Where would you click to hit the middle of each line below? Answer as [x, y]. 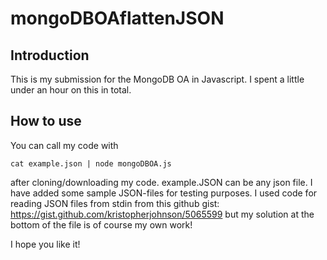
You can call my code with [64, 145]
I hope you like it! [45, 244]
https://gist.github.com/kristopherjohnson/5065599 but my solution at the [162, 214]
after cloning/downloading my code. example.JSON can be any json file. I [161, 182]
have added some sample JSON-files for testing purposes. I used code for [164, 193]
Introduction [50, 55]
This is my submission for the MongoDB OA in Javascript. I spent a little [157, 79]
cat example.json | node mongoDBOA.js [91, 163]
